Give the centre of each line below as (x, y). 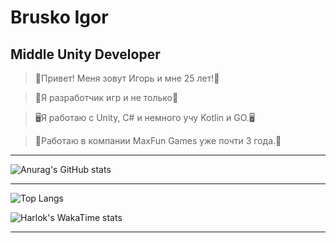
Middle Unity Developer (85, 54)
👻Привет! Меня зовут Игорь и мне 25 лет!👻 (127, 78)
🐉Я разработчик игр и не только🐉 (106, 97)
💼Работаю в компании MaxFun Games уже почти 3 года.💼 (158, 140)
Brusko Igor (59, 17)
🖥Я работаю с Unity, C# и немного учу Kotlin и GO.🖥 (144, 117)
